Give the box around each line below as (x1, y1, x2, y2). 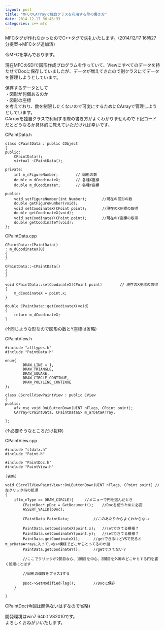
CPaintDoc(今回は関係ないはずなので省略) (5, 603, 90, 609)
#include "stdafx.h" (5, 447, 48, 452)
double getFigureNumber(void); (14, 201, 78, 206)
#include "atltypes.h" (5, 345, 52, 350)
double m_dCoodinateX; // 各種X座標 (14, 178, 99, 183)
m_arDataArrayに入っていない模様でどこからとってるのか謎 (5, 542, 110, 547)
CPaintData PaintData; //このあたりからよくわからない (23, 517, 149, 522)
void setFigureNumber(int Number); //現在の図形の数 (14, 197, 132, 202)
